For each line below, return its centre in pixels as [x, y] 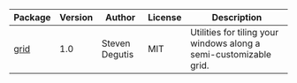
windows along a [225, 43]
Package [32, 17]
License [164, 17]
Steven [116, 43]
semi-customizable [231, 54]
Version [76, 17]
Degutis [118, 54]
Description [237, 17]
